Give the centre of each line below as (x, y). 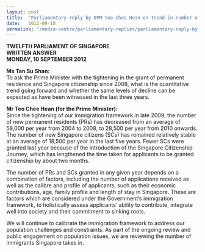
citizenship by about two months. (48, 161)
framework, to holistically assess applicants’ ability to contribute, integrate (100, 205)
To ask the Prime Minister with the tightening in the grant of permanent (95, 77)
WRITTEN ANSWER (31, 53)
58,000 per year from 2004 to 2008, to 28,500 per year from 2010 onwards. (102, 128)
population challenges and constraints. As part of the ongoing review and (99, 230)
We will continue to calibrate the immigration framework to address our (95, 223)
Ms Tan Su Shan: (28, 71)
